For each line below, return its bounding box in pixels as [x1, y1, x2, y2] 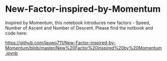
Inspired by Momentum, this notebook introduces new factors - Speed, [5, 20, 151, 26]
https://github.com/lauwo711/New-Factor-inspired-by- [5, 39, 116, 45]
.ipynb [5, 50, 18, 56]
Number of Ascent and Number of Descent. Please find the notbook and [5, 25, 153, 30]
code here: [5, 30, 27, 36]
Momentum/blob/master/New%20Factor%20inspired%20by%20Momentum [5, 45, 162, 51]
